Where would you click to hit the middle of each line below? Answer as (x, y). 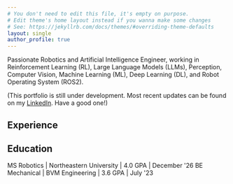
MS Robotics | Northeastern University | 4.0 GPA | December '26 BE (105, 166)
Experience (33, 125)
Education (30, 149)
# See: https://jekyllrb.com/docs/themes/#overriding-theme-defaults (111, 27)
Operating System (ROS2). (45, 82)
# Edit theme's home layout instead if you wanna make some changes (109, 20)
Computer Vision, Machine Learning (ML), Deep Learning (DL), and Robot (113, 75)
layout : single (29, 33)
